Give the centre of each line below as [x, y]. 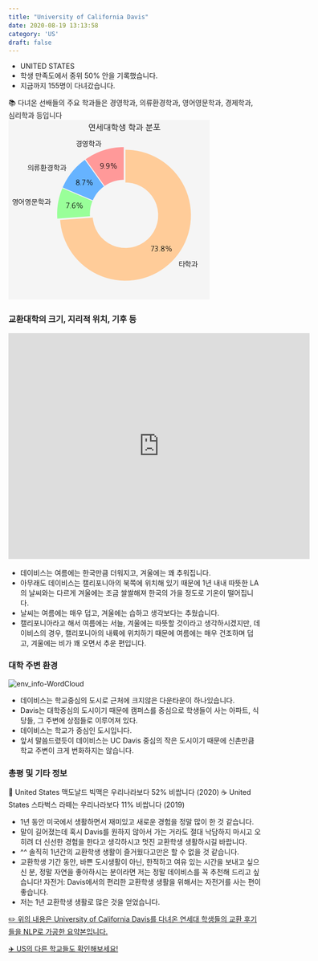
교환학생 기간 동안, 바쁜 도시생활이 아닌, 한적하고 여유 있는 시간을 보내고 [132, 862]
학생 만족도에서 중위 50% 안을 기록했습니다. [89, 75]
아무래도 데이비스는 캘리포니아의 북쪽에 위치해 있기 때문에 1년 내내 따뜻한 [134, 583]
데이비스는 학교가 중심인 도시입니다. [76, 730]
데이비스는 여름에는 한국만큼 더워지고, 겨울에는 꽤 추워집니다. [115, 572]
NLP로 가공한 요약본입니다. [65, 932]
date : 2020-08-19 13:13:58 [53, 25]
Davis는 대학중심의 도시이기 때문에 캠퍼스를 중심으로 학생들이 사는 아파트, [135, 710]
